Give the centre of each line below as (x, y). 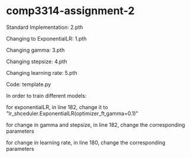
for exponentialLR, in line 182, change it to (57, 107)
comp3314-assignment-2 (70, 11)
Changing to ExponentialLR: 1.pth (46, 38)
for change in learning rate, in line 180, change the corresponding (86, 142)
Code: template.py (29, 84)
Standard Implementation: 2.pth (45, 27)
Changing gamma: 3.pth (35, 50)
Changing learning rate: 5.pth (42, 73)
